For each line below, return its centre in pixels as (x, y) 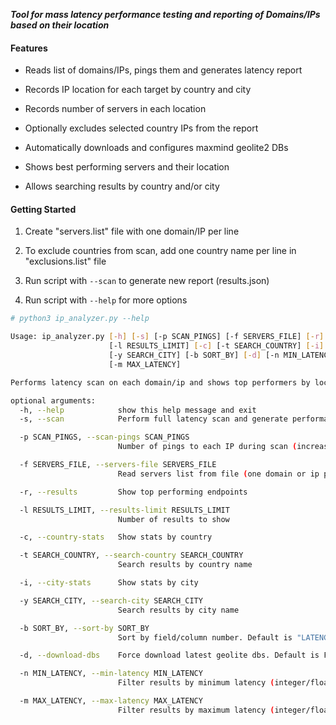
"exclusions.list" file (65, 261)
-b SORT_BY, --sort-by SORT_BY (84, 628)
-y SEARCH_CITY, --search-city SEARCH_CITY (111, 600)
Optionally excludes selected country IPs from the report (141, 128)
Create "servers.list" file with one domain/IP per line (132, 231)
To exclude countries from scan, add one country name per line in (160, 251)
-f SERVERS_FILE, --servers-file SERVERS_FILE (118, 465)
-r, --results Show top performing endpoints (133, 492)
